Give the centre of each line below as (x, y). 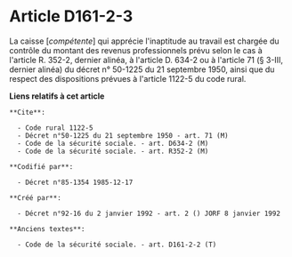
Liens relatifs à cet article (57, 96)
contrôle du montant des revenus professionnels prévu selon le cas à (136, 50)
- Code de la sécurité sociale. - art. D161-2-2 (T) (117, 245)
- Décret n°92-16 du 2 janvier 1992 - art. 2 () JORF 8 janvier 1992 (149, 213)
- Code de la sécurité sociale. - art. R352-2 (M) (113, 151)
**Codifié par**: (41, 166)
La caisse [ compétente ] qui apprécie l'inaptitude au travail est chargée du (144, 41)
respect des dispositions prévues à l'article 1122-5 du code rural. (128, 78)
